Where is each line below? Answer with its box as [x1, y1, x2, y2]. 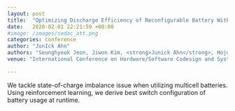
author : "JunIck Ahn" [7, 43, 71, 50]
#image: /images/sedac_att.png [7, 29, 99, 37]
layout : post [7, 10, 45, 17]
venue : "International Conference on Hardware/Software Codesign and [7, 56, 215, 63]
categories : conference [7, 36, 77, 43]
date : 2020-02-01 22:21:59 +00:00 [7, 23, 114, 30]
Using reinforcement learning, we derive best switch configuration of [7, 88, 206, 96]
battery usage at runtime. [7, 96, 80, 104]
